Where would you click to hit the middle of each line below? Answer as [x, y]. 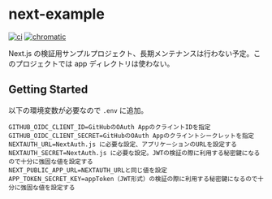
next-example [57, 14]
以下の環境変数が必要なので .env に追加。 [78, 110]
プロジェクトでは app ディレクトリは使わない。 [95, 63]
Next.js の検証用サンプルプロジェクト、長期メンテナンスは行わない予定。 [131, 53]
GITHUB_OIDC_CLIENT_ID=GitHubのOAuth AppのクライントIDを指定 [110, 127]
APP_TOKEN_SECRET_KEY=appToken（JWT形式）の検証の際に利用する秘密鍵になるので [133, 179]
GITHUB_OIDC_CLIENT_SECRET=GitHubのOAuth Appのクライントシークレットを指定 [131, 136]
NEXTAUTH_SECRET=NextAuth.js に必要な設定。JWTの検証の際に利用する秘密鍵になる [134, 153]
